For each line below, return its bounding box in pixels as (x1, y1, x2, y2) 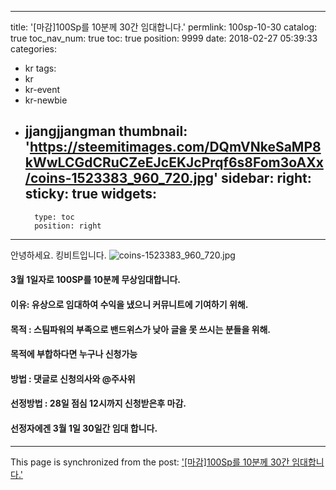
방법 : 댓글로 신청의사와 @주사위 (10, 372, 136, 385)
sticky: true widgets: (24, 186, 157, 203)
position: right (34, 221, 102, 231)
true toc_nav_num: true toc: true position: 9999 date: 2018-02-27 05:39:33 (10, 32, 318, 44)
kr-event (24, 84, 61, 95)
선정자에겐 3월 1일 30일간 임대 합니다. (10, 422, 158, 434)
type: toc (34, 212, 75, 222)
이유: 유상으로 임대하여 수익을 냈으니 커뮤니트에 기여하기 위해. (10, 299, 249, 310)
